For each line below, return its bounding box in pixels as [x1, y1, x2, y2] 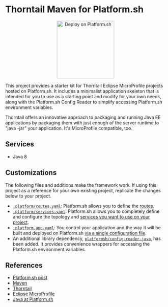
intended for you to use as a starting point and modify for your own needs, [5, 93, 161, 99]
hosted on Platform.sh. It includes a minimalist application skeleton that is [5, 88, 159, 94]
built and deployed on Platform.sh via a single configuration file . [12, 230, 147, 236]
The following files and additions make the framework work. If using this [5, 182, 157, 188]
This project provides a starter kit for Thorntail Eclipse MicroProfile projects [5, 82, 163, 89]
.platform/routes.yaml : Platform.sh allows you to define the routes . [12, 203, 155, 209]
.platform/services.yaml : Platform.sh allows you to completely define [12, 208, 160, 214]
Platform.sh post [12, 275, 47, 281]
